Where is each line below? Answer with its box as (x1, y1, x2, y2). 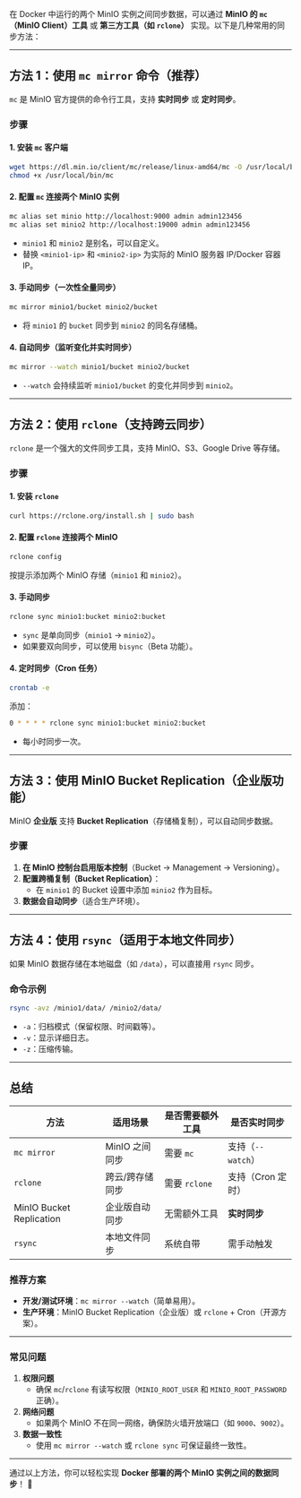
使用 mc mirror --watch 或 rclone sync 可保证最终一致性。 (35, 1440, 252, 1451)
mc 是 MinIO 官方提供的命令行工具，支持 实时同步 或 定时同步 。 (9, 93, 241, 104)
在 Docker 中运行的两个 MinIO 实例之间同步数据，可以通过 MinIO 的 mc (9, 9, 268, 19)
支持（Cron (228, 1170, 276, 1183)
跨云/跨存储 (105, 1170, 154, 1183)
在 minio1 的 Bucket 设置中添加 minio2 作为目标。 (35, 884, 218, 895)
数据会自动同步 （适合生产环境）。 (21, 895, 145, 906)
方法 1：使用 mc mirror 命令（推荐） (9, 68, 207, 83)
